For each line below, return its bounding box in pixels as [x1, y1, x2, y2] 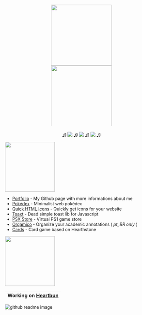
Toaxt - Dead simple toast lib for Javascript [12, 211, 98, 217]
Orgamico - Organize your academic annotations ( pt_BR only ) [12, 221, 138, 227]
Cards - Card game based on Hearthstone [12, 226, 96, 232]
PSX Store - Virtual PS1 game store [12, 216, 82, 222]
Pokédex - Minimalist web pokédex [12, 200, 82, 206]
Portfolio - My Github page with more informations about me [12, 196, 133, 201]
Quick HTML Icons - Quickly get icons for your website [12, 206, 122, 212]
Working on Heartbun [7, 292, 59, 298]
